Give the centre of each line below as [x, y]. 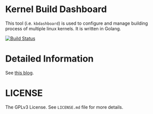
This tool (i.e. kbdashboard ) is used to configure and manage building [77, 23]
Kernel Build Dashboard [56, 9]
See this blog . [20, 73]
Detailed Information [49, 59]
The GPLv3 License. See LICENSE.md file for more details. [64, 107]
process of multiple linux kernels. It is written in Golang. [63, 28]
